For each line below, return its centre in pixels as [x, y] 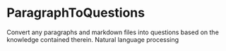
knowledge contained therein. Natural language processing [93, 39]
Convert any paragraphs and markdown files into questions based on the [113, 32]
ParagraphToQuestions [76, 13]
